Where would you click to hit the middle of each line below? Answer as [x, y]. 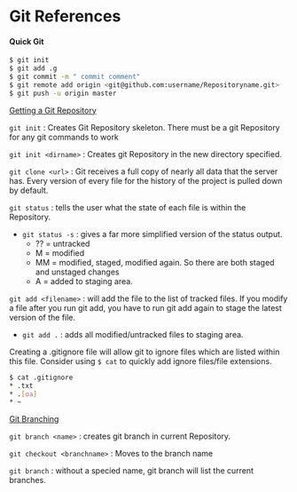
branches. [27, 480]
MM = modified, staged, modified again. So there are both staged [155, 262]
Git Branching [34, 419]
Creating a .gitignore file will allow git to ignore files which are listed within [145, 352]
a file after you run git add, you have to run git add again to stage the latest [145, 307]
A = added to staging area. [84, 281]
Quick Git [27, 41]
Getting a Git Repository [53, 110]
